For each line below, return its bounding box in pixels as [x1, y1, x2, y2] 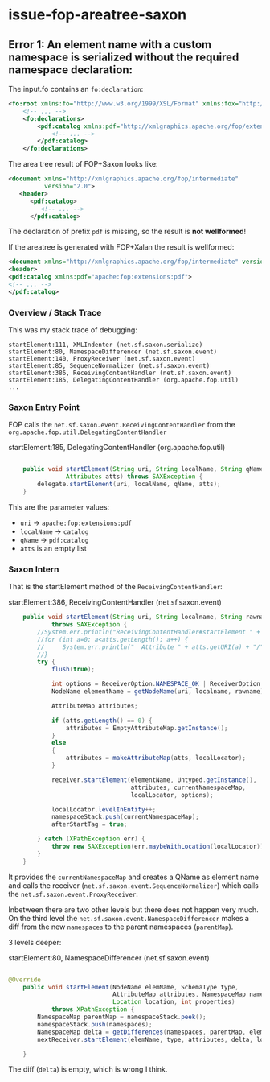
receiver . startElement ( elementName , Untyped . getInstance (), [51, 775, 257, 784]
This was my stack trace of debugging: [8, 325, 138, 335]
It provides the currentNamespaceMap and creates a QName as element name [8, 872, 260, 882]
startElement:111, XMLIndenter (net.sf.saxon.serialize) [8, 341, 203, 349]
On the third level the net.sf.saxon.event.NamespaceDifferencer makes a [8, 913, 249, 923]
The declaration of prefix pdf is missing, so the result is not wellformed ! [8, 227, 247, 237]
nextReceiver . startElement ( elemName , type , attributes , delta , [37, 1035, 253, 1043]
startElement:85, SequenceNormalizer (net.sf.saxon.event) [8, 362, 211, 370]
